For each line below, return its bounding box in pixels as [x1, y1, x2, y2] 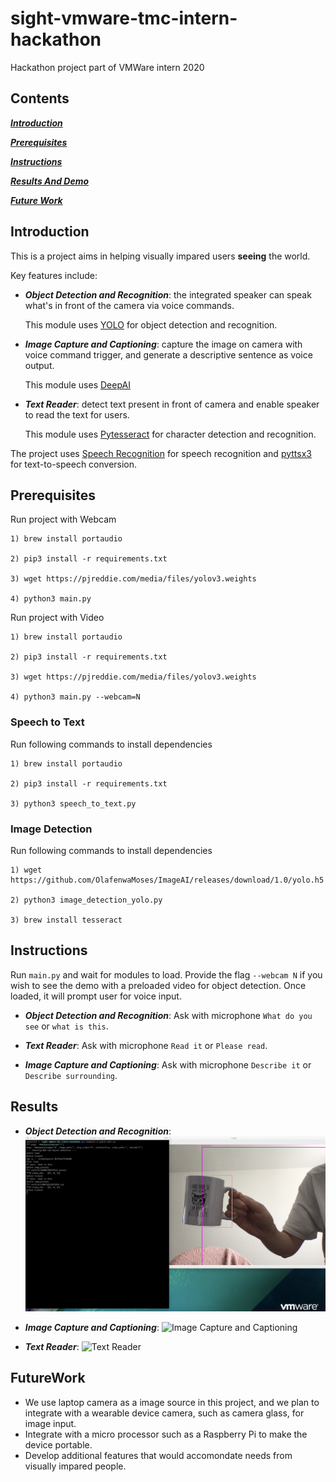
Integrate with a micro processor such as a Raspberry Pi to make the [24, 1428, 308, 1440]
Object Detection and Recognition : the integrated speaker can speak [24, 288, 312, 301]
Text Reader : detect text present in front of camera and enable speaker [24, 398, 320, 410]
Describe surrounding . [24, 1069, 118, 1081]
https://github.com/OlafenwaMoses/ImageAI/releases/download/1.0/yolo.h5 [10, 875, 325, 885]
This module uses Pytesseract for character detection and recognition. [24, 428, 317, 440]
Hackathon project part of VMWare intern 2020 [10, 61, 205, 73]
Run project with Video [10, 612, 105, 624]
